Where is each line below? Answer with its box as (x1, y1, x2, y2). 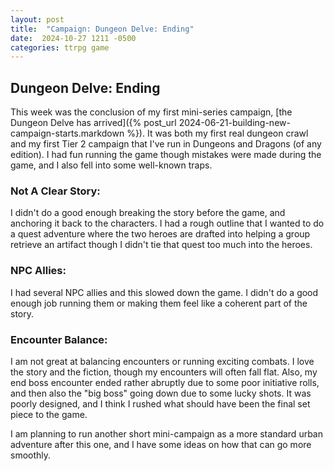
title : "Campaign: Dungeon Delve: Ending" (10, 24, 195, 34)
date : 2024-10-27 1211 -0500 (10, 33, 137, 43)
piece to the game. (10, 408, 88, 420)
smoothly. (10, 449, 52, 461)
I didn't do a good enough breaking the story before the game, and (10, 207, 286, 219)
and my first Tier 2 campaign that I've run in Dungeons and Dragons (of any (10, 138, 322, 150)
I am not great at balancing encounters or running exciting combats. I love (10, 355, 315, 367)
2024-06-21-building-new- (178, 117, 291, 129)
